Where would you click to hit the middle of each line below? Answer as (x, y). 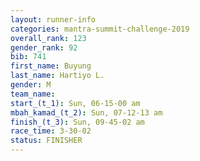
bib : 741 (28, 57)
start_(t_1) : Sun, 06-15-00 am (75, 103)
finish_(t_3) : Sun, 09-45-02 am (77, 122)
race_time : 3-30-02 (51, 131)
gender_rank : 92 (44, 47)
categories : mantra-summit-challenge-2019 (100, 29)
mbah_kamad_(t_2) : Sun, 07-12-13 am (86, 112)
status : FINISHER (46, 141)
